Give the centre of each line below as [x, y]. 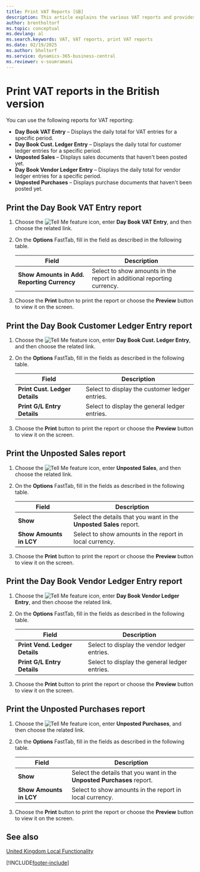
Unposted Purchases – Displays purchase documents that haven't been [103, 183]
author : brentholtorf [33, 23]
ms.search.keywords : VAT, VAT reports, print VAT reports [79, 39]
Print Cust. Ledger [44, 389]
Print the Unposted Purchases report [76, 709]
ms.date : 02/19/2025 [32, 45]
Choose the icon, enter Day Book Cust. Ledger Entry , [103, 340]
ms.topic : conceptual [33, 28]
